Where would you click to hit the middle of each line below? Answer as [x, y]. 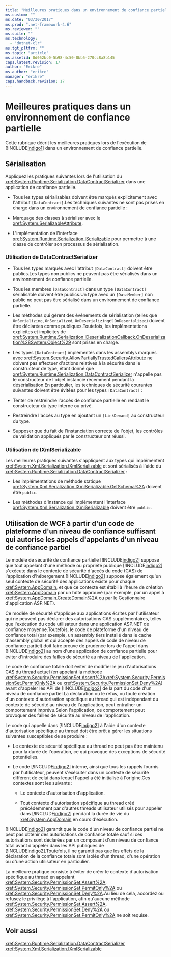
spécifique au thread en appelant [40, 877]
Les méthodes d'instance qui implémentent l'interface [69, 502]
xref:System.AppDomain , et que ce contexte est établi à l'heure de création [84, 587]
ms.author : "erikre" [27, 72]
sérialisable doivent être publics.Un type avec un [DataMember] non [83, 294]
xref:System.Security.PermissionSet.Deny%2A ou [58, 909]
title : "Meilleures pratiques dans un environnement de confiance [77, 10]
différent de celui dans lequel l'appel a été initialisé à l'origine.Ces [81, 778]
